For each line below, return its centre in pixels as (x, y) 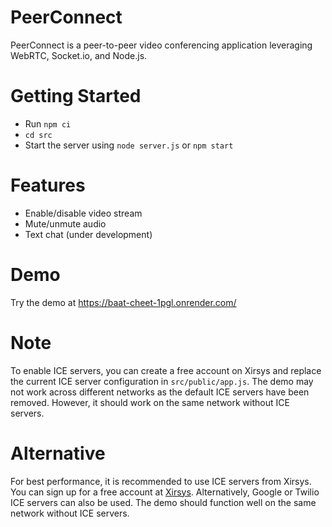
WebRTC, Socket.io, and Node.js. (79, 55)
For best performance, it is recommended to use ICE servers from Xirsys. (161, 481)
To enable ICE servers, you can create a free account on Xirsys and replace (166, 370)
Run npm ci (48, 123)
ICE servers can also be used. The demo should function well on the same (163, 502)
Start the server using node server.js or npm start (129, 145)
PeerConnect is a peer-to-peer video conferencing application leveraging (161, 45)
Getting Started (76, 96)
